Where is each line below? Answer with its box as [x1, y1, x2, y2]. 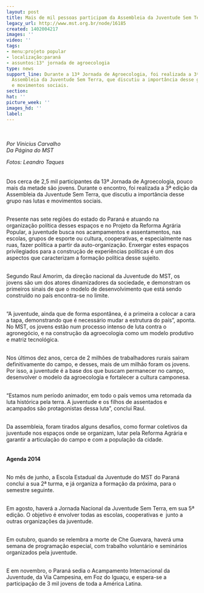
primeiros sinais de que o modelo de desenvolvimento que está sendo [6, 285, 182, 293]
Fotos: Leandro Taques [6, 159, 64, 166]
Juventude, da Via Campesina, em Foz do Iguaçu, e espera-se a [6, 574, 167, 581]
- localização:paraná [6, 54, 61, 60]
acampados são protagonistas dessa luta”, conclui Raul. [6, 405, 146, 412]
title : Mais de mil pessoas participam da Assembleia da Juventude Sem [6, 15, 191, 21]
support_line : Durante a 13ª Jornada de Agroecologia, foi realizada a [6, 71, 191, 77]
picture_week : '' [6, 99, 50, 105]
